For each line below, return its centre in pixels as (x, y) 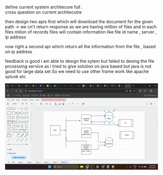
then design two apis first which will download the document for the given (79, 22)
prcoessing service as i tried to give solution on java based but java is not (78, 66)
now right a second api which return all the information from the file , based (81, 46)
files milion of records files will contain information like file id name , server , (81, 32)
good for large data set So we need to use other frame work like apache (77, 71)
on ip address (19, 52)
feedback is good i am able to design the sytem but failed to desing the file (80, 61)
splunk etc (16, 77)
